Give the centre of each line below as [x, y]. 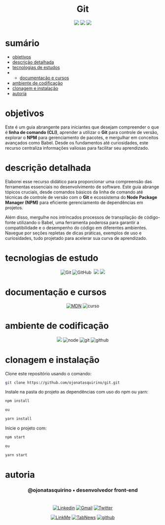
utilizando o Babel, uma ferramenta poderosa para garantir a [78, 222]
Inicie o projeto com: [26, 428]
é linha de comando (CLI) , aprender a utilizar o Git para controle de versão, [82, 132]
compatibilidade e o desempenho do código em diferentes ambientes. [76, 228]
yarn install [18, 419]
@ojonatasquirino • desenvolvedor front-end [83, 490]
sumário [22, 43]
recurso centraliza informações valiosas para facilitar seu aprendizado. [77, 148]
